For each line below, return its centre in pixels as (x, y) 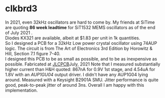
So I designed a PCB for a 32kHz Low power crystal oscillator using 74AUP (81, 43)
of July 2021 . (19, 33)
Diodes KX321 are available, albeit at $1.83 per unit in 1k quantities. (73, 38)
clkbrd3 (21, 9)
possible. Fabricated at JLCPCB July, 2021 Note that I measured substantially (83, 64)
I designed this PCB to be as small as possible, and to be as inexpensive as (81, 59)
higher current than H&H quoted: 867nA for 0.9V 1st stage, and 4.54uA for (80, 69)
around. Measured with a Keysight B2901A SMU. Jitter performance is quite (82, 80)
